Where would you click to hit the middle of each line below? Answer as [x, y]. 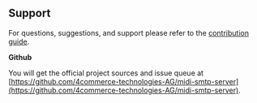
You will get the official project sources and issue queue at [106, 73]
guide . [19, 41]
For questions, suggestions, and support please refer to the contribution [129, 32]
